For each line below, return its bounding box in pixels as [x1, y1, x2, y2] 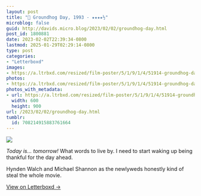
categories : [6, 53, 36, 59]
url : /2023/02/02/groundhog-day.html [6, 109, 100, 115]
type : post [6, 48, 33, 54]
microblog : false [6, 20, 50, 26]
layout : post [6, 8, 39, 15]
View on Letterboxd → [6, 183, 61, 191]
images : [6, 64, 26, 71]
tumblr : [6, 114, 26, 120]
